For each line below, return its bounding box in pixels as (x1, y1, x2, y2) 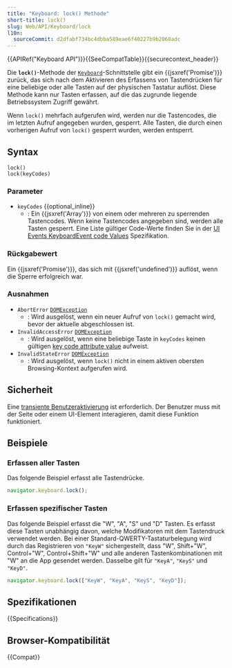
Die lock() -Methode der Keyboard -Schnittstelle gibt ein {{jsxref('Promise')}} (7, 69, 223, 77)
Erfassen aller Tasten (7, 458, 80, 468)
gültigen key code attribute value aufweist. (27, 342, 150, 350)
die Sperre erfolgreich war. (7, 272, 84, 281)
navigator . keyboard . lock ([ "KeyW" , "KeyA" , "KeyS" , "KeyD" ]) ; (7, 577, 187, 584)
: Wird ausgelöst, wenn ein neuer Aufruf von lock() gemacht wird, (27, 313, 216, 321)
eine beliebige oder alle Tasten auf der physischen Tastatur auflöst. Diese (7, 83, 217, 91)
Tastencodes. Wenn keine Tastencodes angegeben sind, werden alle (27, 217, 224, 225)
